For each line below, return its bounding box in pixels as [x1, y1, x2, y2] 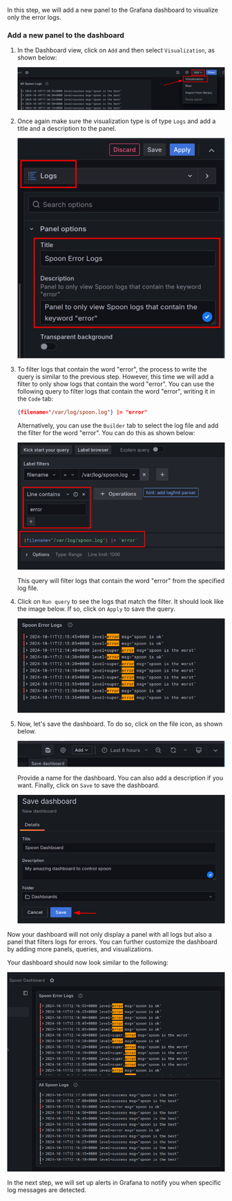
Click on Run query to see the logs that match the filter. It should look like [17, 597, 224, 605]
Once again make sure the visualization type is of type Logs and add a [17, 117, 216, 125]
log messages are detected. [7, 1186, 86, 1194]
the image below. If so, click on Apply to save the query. [17, 605, 176, 613]
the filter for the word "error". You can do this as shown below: [17, 428, 195, 437]
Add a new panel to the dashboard [7, 30, 124, 40]
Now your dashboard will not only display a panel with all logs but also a [7, 930, 212, 939]
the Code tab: [17, 394, 54, 403]
